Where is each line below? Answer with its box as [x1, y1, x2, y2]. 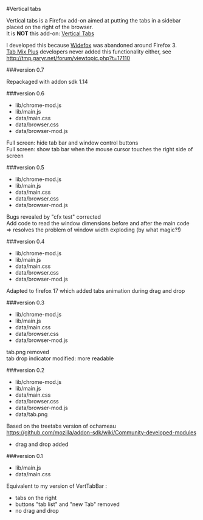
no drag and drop [15, 507, 59, 514]
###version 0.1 [6, 453, 44, 459]
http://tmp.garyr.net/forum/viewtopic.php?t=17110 [6, 55, 131, 61]
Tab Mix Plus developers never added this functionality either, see [6, 48, 171, 55]
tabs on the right [15, 494, 57, 501]
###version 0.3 [6, 299, 44, 306]
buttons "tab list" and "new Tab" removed [15, 501, 120, 508]
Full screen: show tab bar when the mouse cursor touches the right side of [6, 146, 193, 152]
